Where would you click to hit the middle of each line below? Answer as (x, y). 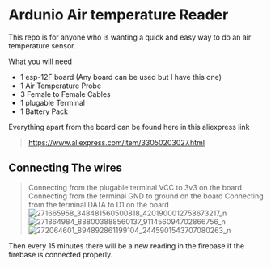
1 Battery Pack (44, 111)
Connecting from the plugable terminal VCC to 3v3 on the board (135, 187)
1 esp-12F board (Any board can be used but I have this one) (121, 77)
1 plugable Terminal (52, 102)
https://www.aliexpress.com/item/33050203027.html (116, 142)
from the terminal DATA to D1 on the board (98, 204)
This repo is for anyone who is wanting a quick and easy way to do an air (130, 37)
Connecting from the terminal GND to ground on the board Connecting (146, 196)
